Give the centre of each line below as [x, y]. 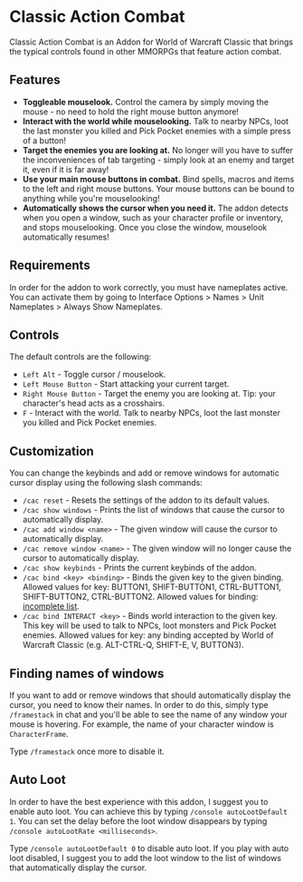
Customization [52, 451]
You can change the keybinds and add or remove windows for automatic [145, 473]
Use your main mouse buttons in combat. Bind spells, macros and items [158, 179]
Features [35, 80]
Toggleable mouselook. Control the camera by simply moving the [146, 102]
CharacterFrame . [39, 734]
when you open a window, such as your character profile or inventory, [152, 217]
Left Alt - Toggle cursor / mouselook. [94, 375]
